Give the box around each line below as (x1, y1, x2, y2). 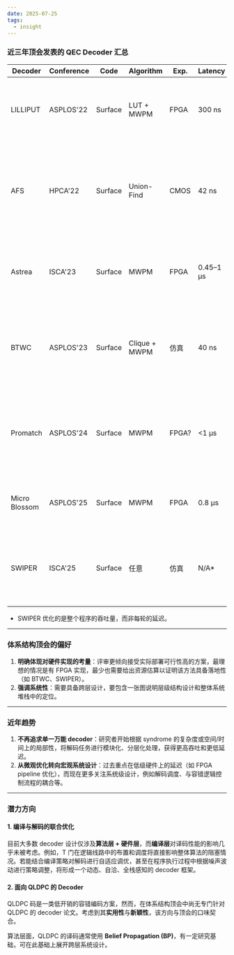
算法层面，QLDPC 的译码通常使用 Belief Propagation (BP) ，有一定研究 (7, 932, 210, 940)
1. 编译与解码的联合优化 (7, 823, 75, 831)
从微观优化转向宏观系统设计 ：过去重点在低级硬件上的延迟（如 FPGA (17, 761, 212, 769)
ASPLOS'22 (49, 105, 88, 114)
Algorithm (128, 66, 163, 75)
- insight (13, 23, 42, 30)
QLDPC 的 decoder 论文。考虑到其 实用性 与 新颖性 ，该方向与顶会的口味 (7, 908, 210, 917)
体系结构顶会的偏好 (7, 640, 72, 650)
